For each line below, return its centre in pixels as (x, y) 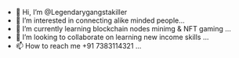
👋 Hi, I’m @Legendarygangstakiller (71, 12)
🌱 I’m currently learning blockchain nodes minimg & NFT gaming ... (123, 29)
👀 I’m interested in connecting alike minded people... (100, 20)
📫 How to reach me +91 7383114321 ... (78, 46)
